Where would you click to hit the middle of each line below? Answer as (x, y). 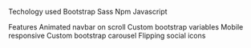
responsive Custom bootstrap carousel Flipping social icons (107, 36)
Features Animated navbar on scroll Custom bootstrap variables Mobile (126, 27)
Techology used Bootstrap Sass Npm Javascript (88, 12)
